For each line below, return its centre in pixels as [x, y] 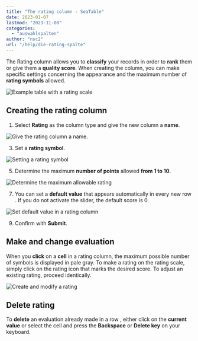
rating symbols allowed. [36, 80]
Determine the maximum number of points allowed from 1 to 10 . [93, 171]
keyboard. [18, 332]
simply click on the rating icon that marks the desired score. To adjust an [95, 269]
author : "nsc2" [25, 39]
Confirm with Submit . [41, 223]
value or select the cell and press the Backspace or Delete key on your [93, 326]
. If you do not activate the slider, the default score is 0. [82, 200]
